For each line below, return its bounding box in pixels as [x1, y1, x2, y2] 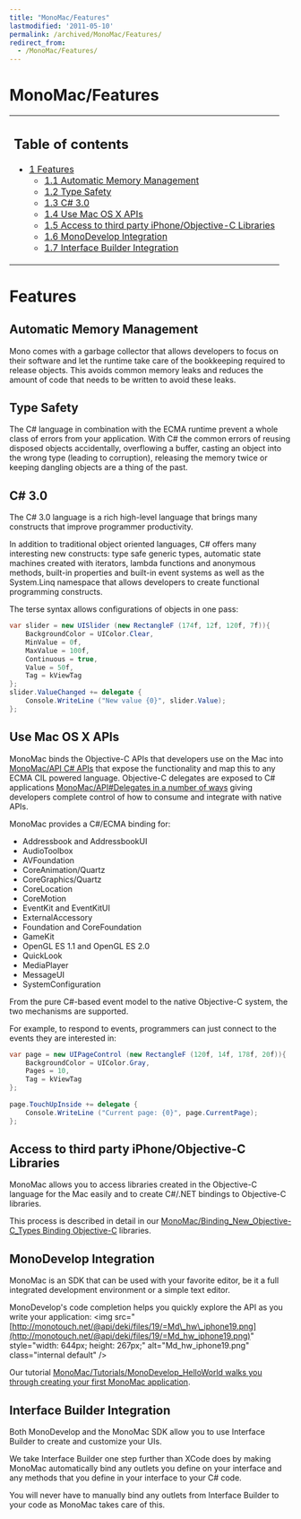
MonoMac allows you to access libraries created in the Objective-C [9, 1179, 258, 1190]
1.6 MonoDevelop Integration [44, 230, 168, 242]
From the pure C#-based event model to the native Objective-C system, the [9, 996, 288, 1007]
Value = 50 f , [25, 663, 74, 672]
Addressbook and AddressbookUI [21, 835, 148, 846]
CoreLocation [21, 883, 73, 894]
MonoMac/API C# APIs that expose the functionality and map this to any [9, 763, 276, 773]
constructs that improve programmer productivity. [9, 521, 194, 532]
